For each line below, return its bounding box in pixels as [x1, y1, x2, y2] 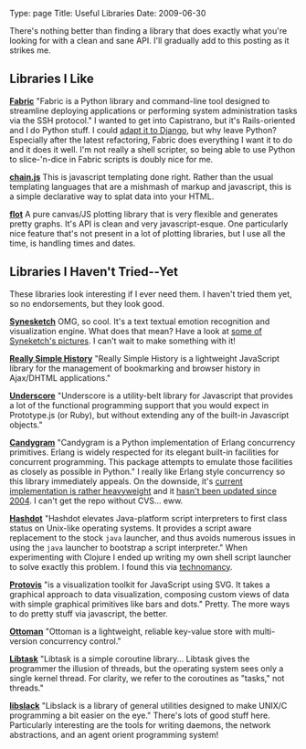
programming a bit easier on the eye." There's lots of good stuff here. [9, 710, 271, 721]
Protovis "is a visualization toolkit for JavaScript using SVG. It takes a [9, 579, 271, 590]
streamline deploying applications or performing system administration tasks [9, 105, 298, 116]
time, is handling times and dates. [9, 237, 136, 248]
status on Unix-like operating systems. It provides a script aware [9, 522, 252, 533]
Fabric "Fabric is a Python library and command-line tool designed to [9, 95, 270, 106]
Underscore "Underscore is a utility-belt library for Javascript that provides [9, 390, 294, 401]
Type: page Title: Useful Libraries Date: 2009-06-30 [9, 8, 206, 18]
